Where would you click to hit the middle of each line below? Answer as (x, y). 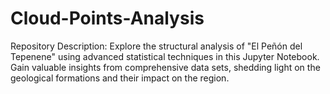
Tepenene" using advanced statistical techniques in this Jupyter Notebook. (165, 56)
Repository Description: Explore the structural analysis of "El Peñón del (156, 46)
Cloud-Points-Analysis (107, 18)
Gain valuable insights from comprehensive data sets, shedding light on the (165, 67)
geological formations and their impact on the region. (120, 78)
